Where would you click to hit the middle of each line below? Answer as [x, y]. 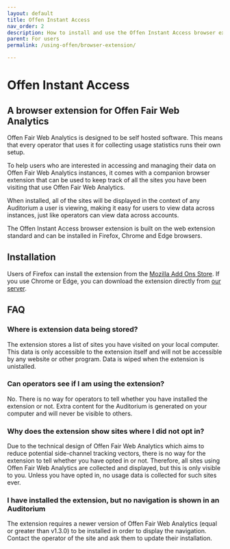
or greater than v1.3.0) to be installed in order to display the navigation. [107, 531]
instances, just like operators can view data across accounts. [93, 215]
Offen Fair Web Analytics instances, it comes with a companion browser [108, 173]
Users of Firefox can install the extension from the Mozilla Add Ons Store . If [114, 273]
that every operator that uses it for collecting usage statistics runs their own [114, 145]
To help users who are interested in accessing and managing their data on [112, 166]
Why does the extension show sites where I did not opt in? [106, 431]
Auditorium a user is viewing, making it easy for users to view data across [111, 208]
